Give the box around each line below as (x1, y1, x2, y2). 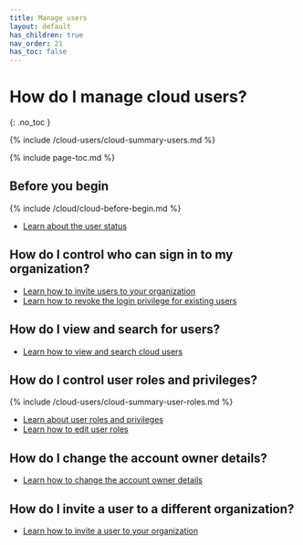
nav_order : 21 (9, 38, 64, 48)
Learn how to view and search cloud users (22, 346, 183, 357)
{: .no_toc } (9, 117, 51, 128)
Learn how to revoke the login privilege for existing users (22, 295, 237, 306)
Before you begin (9, 179, 110, 194)
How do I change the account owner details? (9, 450, 267, 466)
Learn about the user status (22, 220, 128, 231)
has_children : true (9, 30, 84, 39)
